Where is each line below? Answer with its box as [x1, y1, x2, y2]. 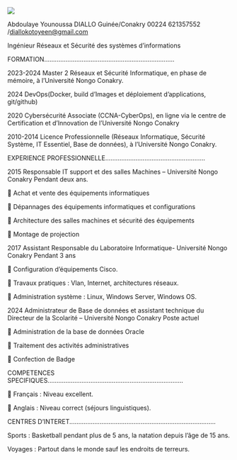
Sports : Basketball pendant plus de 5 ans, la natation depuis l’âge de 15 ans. [7, 431, 230, 439]
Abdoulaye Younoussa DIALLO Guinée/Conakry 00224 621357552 [7, 20, 201, 28]
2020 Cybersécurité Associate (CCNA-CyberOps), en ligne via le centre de [7, 111, 226, 120]
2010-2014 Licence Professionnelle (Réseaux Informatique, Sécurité [7, 133, 206, 141]
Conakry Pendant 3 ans [7, 252, 76, 259]
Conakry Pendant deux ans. [7, 175, 88, 184]
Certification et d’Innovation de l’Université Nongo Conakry [7, 119, 180, 127]
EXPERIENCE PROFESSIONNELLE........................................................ [7, 154, 206, 162]
